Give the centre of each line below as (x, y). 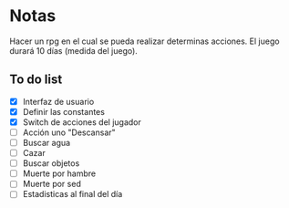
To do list (36, 80)
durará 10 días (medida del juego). (74, 50)
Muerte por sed (52, 184)
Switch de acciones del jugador (82, 122)
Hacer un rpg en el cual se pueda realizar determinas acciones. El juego (144, 41)
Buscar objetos (51, 163)
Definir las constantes (63, 111)
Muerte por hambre (59, 173)
